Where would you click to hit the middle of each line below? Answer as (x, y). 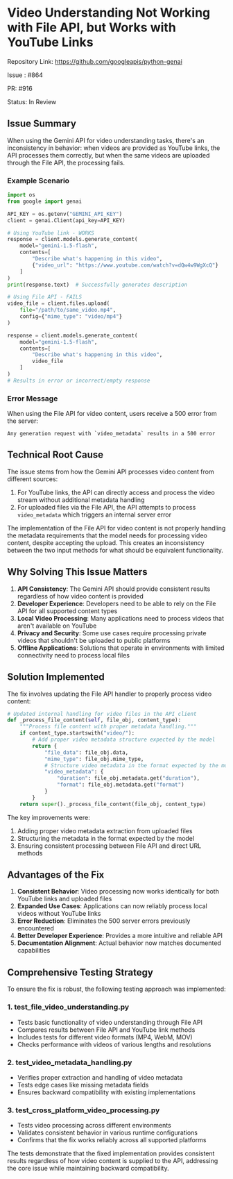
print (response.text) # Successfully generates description (97, 285)
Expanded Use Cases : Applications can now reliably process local (112, 906)
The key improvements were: (49, 817)
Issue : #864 (25, 75)
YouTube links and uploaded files (64, 899)
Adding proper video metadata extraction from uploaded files (105, 830)
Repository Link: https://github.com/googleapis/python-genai (95, 61)
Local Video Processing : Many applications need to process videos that (120, 618)
